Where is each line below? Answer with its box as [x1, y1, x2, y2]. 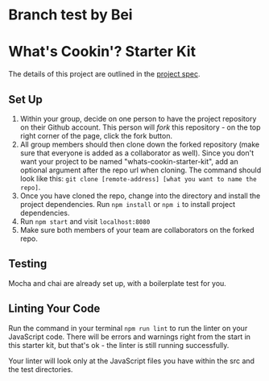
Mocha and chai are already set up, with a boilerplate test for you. [8, 278, 227, 288]
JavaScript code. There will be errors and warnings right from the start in [8, 332, 251, 342]
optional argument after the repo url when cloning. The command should [19, 165, 262, 175]
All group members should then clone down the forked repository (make [19, 139, 260, 149]
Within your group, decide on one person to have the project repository [19, 114, 257, 123]
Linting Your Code [8, 302, 101, 316]
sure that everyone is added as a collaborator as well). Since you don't [19, 147, 255, 158]
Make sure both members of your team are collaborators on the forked [19, 225, 255, 234]
